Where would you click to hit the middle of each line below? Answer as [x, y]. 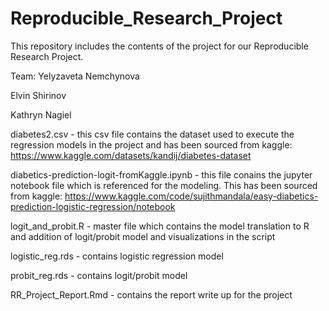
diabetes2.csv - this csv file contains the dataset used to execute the [152, 134]
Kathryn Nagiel [41, 114]
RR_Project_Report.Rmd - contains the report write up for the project [151, 294]
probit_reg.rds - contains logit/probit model [99, 275]
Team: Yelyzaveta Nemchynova [75, 76]
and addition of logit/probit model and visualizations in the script [143, 236]
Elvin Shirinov [38, 95]
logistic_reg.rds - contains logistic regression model [117, 256]
